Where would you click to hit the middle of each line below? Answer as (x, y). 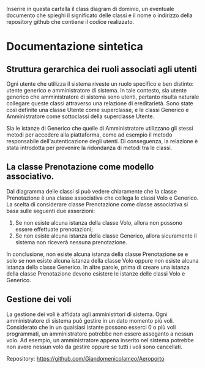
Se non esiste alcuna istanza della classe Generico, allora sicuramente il (106, 236)
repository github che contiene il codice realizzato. (70, 22)
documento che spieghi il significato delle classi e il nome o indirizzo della (99, 15)
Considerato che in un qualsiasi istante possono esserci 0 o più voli (91, 327)
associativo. (30, 177)
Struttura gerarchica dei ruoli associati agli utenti (102, 69)
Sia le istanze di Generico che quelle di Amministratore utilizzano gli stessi (100, 128)
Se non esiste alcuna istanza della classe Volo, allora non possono (99, 222)
